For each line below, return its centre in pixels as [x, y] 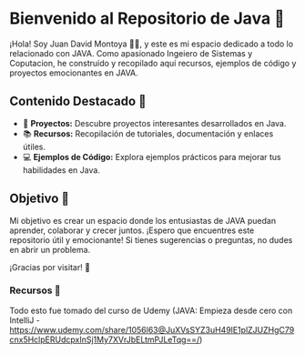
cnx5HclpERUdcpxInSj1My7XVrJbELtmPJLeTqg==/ [105, 339]
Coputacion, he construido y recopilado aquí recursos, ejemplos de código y [153, 63]
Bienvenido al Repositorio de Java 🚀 [147, 19]
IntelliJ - [25, 320]
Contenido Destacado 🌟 [78, 101]
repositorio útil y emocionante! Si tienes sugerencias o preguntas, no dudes [151, 239]
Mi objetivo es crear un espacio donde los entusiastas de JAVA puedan [142, 220]
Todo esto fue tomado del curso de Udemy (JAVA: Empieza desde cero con [151, 310]
